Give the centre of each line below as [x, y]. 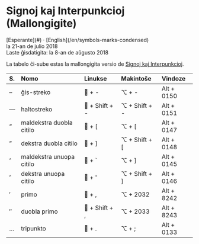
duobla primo [39, 211]
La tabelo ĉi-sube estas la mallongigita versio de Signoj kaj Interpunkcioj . [95, 64]
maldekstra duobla [47, 123]
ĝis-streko [36, 92]
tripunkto [33, 228]
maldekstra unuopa [48, 156]
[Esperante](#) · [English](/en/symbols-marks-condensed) [78, 40]
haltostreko [37, 109]
